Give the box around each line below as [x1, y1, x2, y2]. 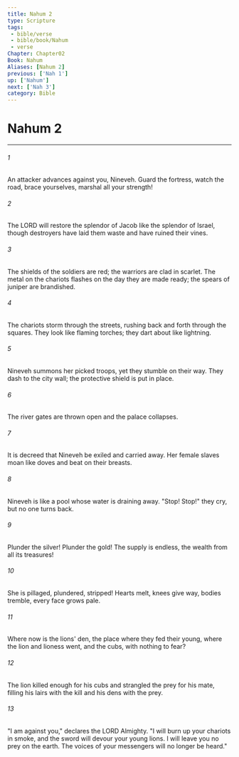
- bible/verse [10, 30, 53, 38]
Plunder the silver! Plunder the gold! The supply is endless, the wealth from [7, 543, 228, 551]
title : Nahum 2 [7, 10, 53, 18]
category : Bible [7, 90, 55, 97]
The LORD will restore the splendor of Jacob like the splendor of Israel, [7, 221, 216, 230]
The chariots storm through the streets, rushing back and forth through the [7, 320, 226, 329]
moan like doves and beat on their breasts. [7, 459, 133, 467]
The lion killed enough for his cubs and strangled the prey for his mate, [7, 681, 215, 689]
